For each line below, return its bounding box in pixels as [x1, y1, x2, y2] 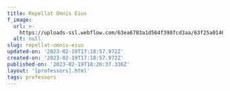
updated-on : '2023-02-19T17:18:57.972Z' [7, 49, 125, 55]
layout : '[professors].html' [7, 67, 90, 74]
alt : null [13, 36, 41, 42]
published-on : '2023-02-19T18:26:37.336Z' [7, 61, 130, 68]
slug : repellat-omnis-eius [7, 42, 84, 49]
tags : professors [7, 73, 57, 81]
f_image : [7, 16, 32, 23]
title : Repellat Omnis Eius [7, 10, 88, 17]
